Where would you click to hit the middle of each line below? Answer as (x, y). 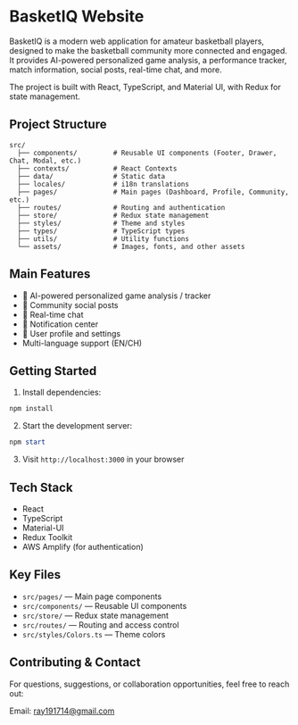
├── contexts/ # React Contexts (97, 168)
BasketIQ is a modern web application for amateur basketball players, (137, 41)
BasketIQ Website (77, 17)
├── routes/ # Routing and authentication (121, 207)
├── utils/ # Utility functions (103, 238)
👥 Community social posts (70, 304)
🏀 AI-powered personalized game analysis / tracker (116, 296)
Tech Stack (41, 487)
